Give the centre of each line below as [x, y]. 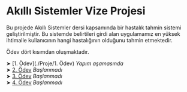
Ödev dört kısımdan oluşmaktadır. [48, 51]
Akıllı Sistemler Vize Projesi [76, 11]
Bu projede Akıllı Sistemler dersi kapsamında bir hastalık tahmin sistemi [94, 27]
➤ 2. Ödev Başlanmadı [34, 69]
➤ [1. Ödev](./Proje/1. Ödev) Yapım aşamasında [65, 63]
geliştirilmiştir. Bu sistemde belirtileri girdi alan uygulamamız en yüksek [93, 33]
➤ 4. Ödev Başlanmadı [34, 82]
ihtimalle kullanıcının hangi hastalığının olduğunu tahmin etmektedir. [89, 40]
